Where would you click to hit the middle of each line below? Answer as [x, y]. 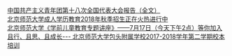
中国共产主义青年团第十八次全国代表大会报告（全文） [84, 10]
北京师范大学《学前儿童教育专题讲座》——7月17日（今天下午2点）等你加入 [115, 28]
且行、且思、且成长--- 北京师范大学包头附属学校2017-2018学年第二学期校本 [116, 36]
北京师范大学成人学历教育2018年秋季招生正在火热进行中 [88, 19]
